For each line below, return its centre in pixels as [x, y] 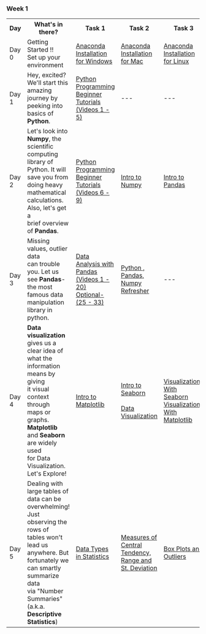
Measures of [139, 538]
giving [36, 382]
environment [45, 65]
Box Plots [177, 549]
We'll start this [48, 83]
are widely [42, 443]
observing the [47, 522]
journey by [43, 98]
